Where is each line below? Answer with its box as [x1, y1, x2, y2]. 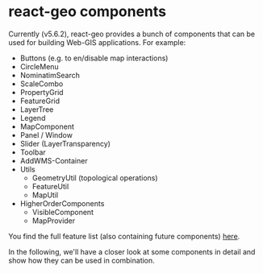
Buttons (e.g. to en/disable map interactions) [19, 53, 169, 63]
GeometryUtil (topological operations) [31, 172, 159, 183]
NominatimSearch [19, 70, 81, 80]
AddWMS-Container [19, 155, 88, 165]
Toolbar [19, 147, 46, 157]
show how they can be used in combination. [8, 255, 155, 265]
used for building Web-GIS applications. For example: [8, 37, 186, 47]
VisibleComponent [31, 207, 94, 217]
